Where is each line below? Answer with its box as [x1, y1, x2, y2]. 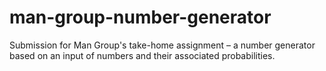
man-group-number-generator [9, 6, 272, 29]
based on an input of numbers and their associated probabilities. [9, 49, 276, 61]
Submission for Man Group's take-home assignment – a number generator [9, 39, 316, 51]
